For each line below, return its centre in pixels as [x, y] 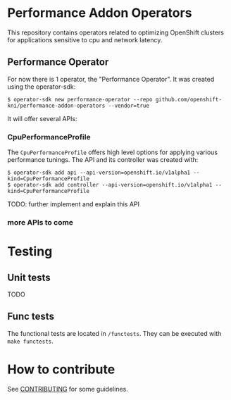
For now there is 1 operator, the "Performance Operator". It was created [111, 79]
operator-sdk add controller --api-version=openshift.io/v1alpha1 [113, 185]
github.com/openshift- [188, 99]
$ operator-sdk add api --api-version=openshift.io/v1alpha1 [99, 173]
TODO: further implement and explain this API [73, 204]
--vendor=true [129, 106]
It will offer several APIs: [42, 118]
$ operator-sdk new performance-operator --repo [80, 99]
